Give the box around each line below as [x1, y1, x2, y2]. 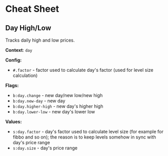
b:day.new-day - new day [12, 98, 66, 104]
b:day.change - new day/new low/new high [12, 92, 103, 98]
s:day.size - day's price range [12, 145, 78, 151]
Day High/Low [5, 24, 51, 32]
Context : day [5, 47, 32, 53]
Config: [5, 57, 22, 63]
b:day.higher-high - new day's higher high [12, 103, 103, 109]
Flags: [5, 83, 19, 88]
